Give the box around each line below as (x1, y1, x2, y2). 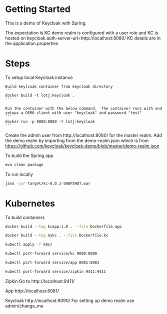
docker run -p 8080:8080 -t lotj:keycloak (5, 119, 95, 124)
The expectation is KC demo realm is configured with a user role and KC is (5, 29, 158, 35)
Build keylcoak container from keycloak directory (5, 84, 113, 89)
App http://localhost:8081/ (5, 287, 59, 293)
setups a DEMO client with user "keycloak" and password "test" (5, 110, 142, 115)
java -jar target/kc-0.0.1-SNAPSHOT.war (5, 181, 91, 186)
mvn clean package (5, 162, 43, 167)
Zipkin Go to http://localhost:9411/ (5, 278, 75, 284)
